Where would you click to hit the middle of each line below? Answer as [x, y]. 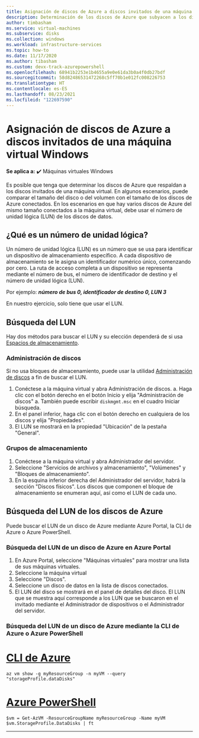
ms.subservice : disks [33, 34]
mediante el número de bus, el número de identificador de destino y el [92, 274]
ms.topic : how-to [28, 50]
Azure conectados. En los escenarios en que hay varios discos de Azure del [99, 204]
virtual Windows [47, 154]
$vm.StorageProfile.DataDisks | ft [50, 723]
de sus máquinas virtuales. [47, 566]
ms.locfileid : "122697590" [39, 100]
